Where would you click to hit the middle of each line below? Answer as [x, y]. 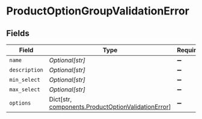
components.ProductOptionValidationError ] [110, 107]
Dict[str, [60, 99]
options [20, 103]
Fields [18, 33]
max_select [25, 89]
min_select [25, 80]
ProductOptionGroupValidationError [98, 11]
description [26, 70]
